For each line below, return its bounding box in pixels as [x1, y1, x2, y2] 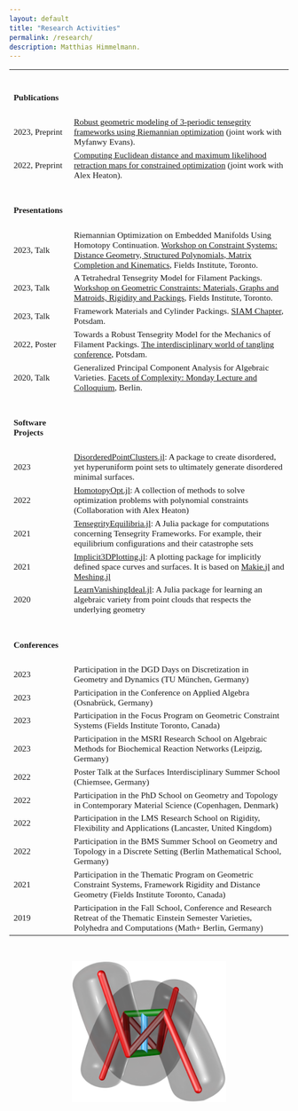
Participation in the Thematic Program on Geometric [74, 870, 255, 879]
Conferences [12, 639, 59, 650]
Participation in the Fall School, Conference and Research [74, 902, 272, 913]
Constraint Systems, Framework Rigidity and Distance [74, 879, 261, 889]
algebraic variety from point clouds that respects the [74, 595, 251, 605]
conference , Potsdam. [74, 349, 148, 359]
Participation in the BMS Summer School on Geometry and [74, 836, 278, 847]
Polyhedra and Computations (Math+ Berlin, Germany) [74, 922, 263, 933]
